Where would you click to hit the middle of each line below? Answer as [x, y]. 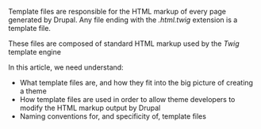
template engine [35, 52]
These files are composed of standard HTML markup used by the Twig [124, 44]
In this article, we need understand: [66, 67]
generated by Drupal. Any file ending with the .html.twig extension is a [123, 20]
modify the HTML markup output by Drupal [90, 108]
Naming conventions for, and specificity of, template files [113, 116]
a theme [33, 91]
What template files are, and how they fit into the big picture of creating [136, 83]
